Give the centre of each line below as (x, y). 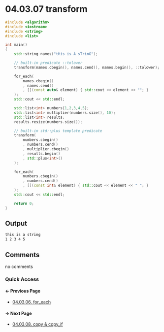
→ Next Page (18, 313)
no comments (19, 266)
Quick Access (22, 279)
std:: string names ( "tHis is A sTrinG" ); (56, 54)
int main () (16, 45)
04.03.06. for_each (31, 302)
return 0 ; (24, 203)
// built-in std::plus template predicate (58, 131)
